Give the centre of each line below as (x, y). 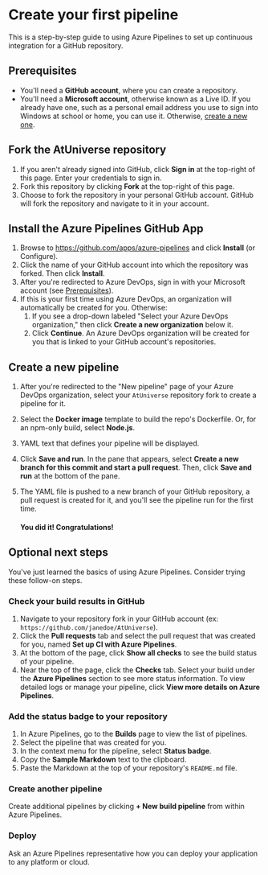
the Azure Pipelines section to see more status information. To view (132, 678)
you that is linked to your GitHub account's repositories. (124, 342)
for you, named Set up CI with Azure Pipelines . (98, 644)
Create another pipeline (55, 789)
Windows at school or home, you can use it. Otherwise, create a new (134, 116)
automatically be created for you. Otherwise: (93, 308)
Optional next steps (58, 553)
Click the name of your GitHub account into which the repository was (134, 265)
